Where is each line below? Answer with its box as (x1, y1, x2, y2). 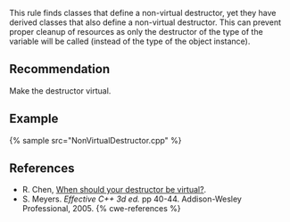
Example (9, 111, 59, 127)
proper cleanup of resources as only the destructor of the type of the (9, 27, 263, 37)
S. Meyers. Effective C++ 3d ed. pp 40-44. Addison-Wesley (21, 193, 243, 204)
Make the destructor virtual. (9, 85, 112, 96)
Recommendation (9, 62, 110, 77)
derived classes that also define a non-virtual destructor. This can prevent (9, 17, 281, 28)
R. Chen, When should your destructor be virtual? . (21, 185, 207, 195)
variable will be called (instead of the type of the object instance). (9, 36, 251, 46)
